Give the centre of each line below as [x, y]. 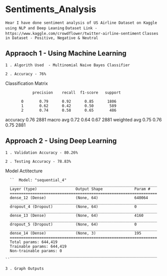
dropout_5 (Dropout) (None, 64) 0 [73, 224]
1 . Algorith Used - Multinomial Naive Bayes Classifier [68, 65]
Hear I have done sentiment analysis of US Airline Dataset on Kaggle [81, 23]
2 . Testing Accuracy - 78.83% [38, 161]
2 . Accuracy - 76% [26, 74]
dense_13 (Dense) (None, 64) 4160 [77, 215]
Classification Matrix [27, 83]
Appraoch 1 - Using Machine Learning [66, 53]
